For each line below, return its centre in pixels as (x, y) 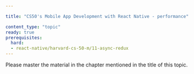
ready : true (20, 32)
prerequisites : (24, 38)
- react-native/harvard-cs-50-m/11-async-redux (70, 49)
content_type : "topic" (33, 27)
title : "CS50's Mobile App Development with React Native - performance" (97, 16)
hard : (18, 43)
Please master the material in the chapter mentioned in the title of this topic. (97, 65)
